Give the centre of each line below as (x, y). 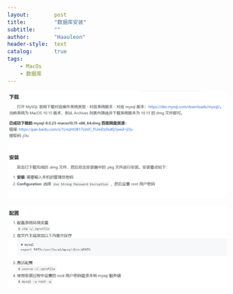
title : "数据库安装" (47, 22)
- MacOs (31, 66)
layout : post (37, 15)
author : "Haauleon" (46, 37)
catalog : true (37, 52)
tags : (15, 59)
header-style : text (37, 44)
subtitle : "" (34, 29)
